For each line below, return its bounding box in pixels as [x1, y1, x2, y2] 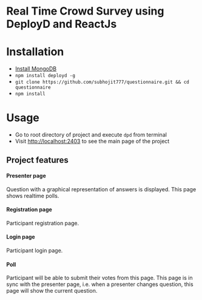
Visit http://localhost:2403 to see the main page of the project [15, 138, 170, 145]
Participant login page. [6, 247, 63, 254]
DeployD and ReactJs [6, 17, 117, 31]
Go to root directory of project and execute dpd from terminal [15, 131, 167, 138]
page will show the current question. [6, 287, 98, 295]
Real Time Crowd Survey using [6, 4, 164, 18]
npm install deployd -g [15, 73, 76, 79]
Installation [6, 45, 64, 59]
